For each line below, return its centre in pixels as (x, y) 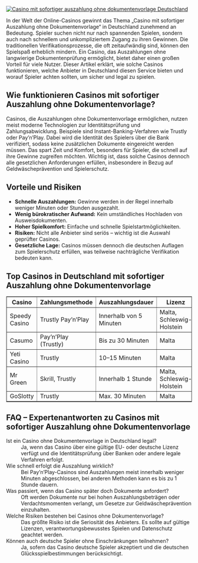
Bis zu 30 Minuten (124, 340)
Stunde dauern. (40, 485)
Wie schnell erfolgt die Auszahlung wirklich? (60, 466)
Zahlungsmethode (67, 302)
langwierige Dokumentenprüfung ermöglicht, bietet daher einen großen (93, 58)
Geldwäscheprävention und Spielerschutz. (58, 168)
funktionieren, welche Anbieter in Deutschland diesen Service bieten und (95, 70)
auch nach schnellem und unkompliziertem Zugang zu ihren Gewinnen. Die (97, 39)
